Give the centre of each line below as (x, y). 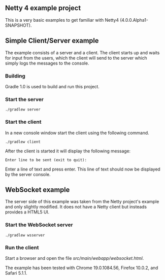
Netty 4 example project (43, 8)
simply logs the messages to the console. (47, 63)
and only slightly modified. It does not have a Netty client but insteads (76, 207)
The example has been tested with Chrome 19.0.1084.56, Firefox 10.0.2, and (82, 268)
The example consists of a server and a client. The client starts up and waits (82, 52)
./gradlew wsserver (25, 235)
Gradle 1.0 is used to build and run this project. (52, 86)
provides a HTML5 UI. (27, 212)
